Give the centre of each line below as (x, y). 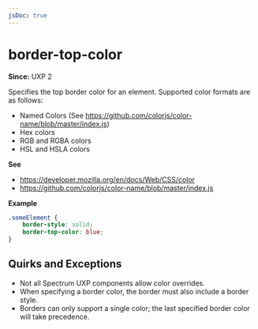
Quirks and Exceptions (65, 264)
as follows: (26, 100)
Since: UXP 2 (30, 77)
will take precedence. (54, 316)
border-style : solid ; (58, 225)
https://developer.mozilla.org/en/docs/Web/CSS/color (107, 179)
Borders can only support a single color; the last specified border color (135, 308)
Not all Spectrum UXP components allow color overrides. (112, 283)
